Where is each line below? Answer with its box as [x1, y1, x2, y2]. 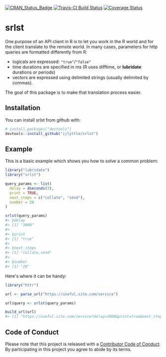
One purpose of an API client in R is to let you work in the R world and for [5, 38, 154, 44]
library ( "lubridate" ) [5, 168, 50, 173]
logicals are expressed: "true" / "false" [12, 59, 91, 65]
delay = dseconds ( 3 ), [9, 186, 54, 191]
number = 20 [9, 200, 35, 205]
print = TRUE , [9, 190, 39, 196]
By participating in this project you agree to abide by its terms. [5, 347, 132, 352]
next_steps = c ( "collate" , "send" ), [9, 195, 85, 200]
